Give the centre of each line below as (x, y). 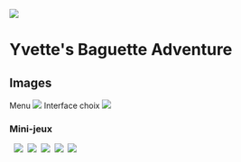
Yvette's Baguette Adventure (121, 50)
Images (31, 82)
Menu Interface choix (55, 105)
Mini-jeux (31, 129)
